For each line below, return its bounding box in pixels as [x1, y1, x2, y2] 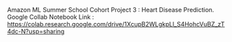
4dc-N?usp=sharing [7, 27, 65, 35]
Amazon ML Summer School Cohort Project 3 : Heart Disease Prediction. [7, 6, 215, 14]
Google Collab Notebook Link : [7, 13, 95, 21]
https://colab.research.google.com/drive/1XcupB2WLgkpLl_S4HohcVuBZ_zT [7, 20, 225, 28]
